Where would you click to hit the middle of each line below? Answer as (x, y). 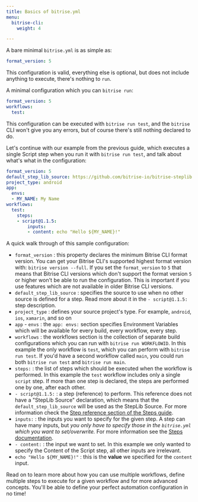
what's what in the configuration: (47, 160)
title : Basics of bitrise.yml (44, 12)
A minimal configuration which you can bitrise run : (70, 90)
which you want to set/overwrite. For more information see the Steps (99, 432)
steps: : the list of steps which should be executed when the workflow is (103, 368)
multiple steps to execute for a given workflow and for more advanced (92, 481)
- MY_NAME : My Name (36, 199)
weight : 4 (29, 28)
